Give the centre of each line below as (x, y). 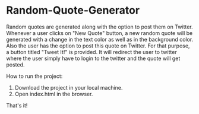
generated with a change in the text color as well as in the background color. (100, 39)
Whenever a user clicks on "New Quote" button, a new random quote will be (99, 33)
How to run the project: (34, 76)
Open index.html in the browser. (54, 94)
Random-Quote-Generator (73, 10)
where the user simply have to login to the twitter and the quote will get (93, 58)
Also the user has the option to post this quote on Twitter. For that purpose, (98, 46)
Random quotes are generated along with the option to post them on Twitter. (99, 27)
